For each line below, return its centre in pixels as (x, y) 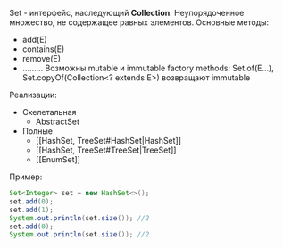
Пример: (26, 177)
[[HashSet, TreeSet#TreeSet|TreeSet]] (106, 150)
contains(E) (43, 49)
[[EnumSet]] (58, 159)
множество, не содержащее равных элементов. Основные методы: (139, 22)
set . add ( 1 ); (31, 210)
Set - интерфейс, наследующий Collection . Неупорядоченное (127, 13)
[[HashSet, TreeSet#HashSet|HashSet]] (108, 141)
